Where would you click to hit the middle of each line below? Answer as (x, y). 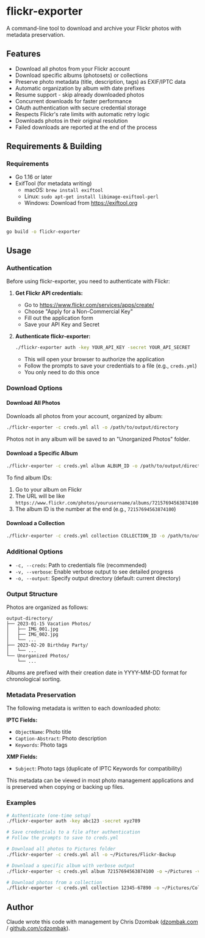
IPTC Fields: (22, 720)
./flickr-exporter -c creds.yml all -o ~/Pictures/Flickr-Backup (91, 854)
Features (23, 54)
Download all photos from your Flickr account (72, 68)
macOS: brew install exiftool (64, 190)
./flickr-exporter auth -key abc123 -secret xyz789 (73, 821)
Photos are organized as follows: (47, 607)
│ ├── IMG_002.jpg (33, 634)
